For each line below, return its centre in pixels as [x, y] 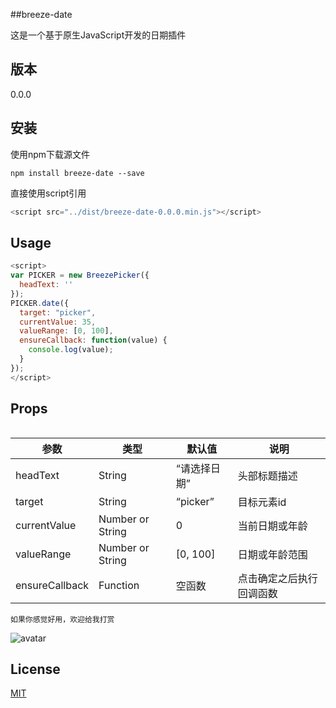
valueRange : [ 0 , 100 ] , [66, 331]
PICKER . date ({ [40, 303]
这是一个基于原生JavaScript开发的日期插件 [98, 35]
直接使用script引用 [48, 193]
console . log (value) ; [71, 350]
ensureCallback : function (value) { [93, 340]
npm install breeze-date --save [77, 173]
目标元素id [262, 502]
